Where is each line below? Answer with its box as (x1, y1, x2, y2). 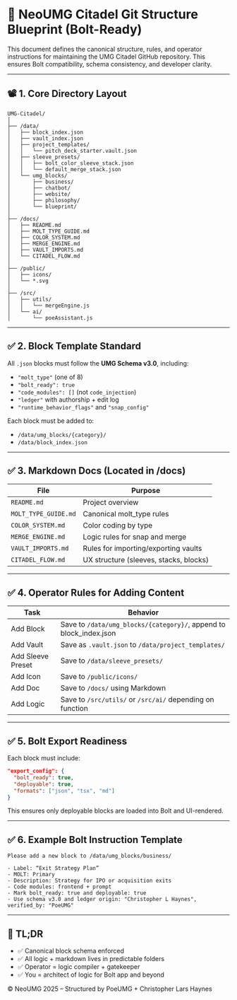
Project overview (83, 498, 139, 508)
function (60, 704, 88, 714)
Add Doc (11, 683, 40, 693)
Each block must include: (7, 754, 81, 762)
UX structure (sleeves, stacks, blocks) (83, 555, 209, 565)
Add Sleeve (11, 651, 49, 661)
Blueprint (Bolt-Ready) (7, 21, 142, 37)
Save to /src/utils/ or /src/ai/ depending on (60, 694, 214, 704)
